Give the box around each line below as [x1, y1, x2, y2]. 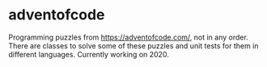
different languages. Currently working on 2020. [8, 49, 170, 59]
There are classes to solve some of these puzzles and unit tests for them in [8, 40, 259, 50]
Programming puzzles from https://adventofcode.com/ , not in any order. [8, 32, 248, 42]
